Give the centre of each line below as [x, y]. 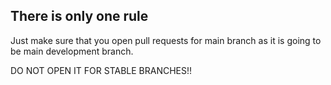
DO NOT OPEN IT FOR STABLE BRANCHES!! [101, 70]
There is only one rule [79, 16]
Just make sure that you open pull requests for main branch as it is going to [166, 40]
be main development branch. [72, 51]
